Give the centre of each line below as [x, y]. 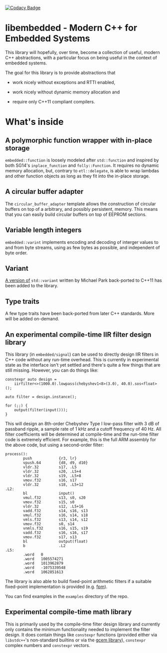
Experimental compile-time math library [69, 612]
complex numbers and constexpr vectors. [48, 645]
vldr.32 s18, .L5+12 [53, 485]
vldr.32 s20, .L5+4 [52, 472]
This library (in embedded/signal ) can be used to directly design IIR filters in [82, 354]
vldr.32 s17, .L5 [50, 467]
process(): [16, 454]
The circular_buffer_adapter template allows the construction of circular [81, 204]
